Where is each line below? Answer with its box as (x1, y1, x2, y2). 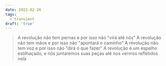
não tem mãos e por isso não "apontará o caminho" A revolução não (17, 40, 158, 46)
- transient (9, 16, 35, 21)
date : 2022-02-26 (5, 7, 41, 12)
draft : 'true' (5, 21, 35, 26)
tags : (5, 12, 16, 17)
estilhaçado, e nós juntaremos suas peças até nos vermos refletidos (17, 51, 158, 57)
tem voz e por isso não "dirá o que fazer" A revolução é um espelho (17, 45, 157, 51)
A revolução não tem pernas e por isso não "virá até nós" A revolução (17, 35, 161, 41)
